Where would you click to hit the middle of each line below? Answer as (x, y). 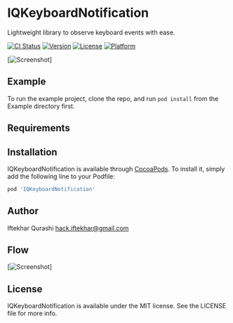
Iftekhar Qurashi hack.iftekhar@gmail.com (68, 228)
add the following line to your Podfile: (61, 176)
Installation (32, 152)
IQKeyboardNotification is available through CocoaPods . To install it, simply (116, 169)
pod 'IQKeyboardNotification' (52, 189)
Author (23, 211)
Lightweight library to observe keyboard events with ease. (91, 32)
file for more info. (32, 313)
